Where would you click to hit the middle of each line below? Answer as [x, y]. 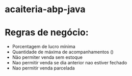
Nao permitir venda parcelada [43, 68]
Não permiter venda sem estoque [47, 57]
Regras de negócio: [47, 33]
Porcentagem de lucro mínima [44, 47]
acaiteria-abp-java [45, 9]
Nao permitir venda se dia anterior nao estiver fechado [70, 63]
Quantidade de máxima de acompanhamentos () [63, 52]
